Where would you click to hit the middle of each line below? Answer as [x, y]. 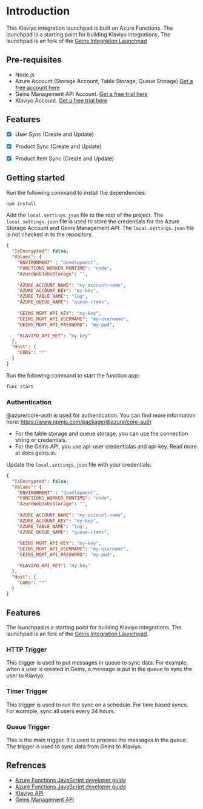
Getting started [36, 178]
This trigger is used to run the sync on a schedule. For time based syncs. [97, 705]
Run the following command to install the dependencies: [76, 192]
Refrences [26, 766]
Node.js [25, 75]
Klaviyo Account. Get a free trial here [61, 100]
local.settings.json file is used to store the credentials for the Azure [93, 222]
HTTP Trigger [27, 649]
